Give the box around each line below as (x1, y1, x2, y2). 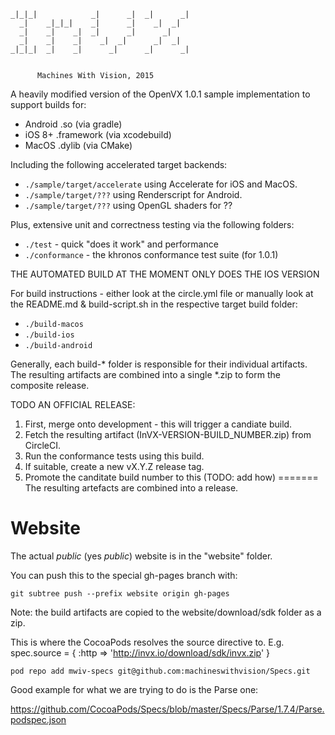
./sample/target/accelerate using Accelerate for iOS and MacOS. (24, 178, 298, 190)
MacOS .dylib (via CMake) (24, 140, 133, 151)
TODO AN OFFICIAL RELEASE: (10, 399, 136, 410)
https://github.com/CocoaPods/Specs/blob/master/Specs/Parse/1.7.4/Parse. (10, 703, 325, 715)
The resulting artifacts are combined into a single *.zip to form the (10, 369, 281, 380)
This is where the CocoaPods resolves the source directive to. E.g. (10, 636, 285, 648)
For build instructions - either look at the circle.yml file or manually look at (10, 288, 314, 299)
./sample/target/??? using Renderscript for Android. (24, 189, 243, 200)
